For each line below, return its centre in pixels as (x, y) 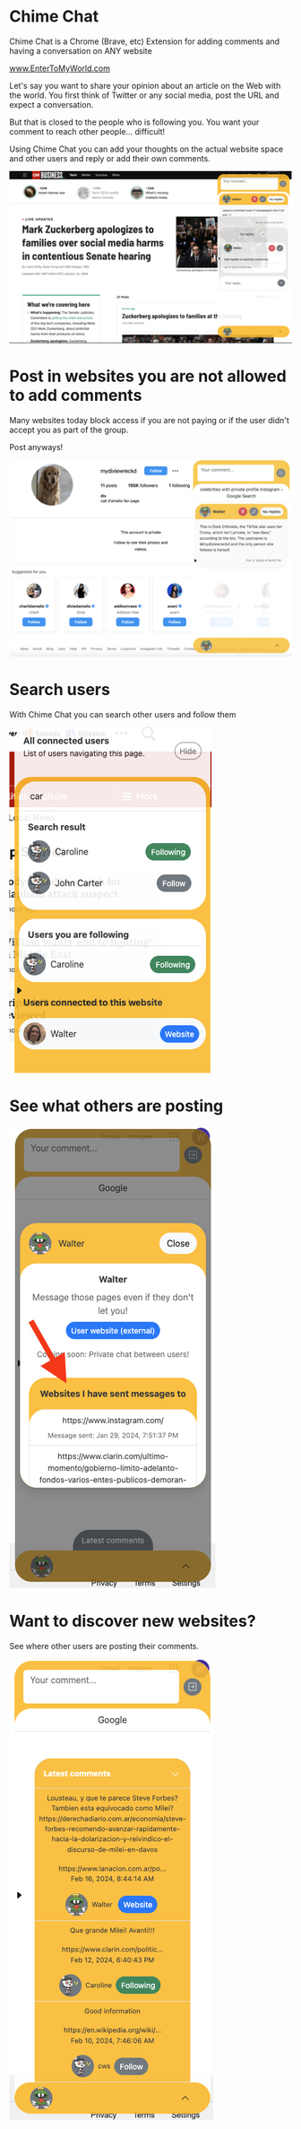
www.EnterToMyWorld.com (60, 68)
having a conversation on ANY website (81, 50)
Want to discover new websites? (133, 1621)
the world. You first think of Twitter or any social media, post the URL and (144, 95)
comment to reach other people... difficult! (87, 131)
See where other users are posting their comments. (104, 1646)
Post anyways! (36, 447)
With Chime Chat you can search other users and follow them (123, 714)
